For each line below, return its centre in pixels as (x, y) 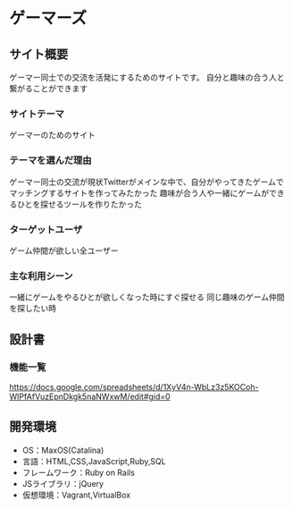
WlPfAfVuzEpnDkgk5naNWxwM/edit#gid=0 (90, 396)
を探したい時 (33, 309)
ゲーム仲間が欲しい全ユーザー (64, 250)
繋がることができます (48, 89)
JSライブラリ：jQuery (63, 483)
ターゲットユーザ (46, 229)
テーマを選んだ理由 (50, 160)
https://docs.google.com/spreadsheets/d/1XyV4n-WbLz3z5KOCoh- (134, 386)
